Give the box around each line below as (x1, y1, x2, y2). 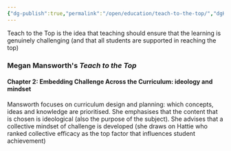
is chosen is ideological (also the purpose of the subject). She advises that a (7, 115, 223, 123)
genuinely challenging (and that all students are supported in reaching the (7, 36, 217, 45)
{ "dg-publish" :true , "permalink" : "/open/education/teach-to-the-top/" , (7, 10, 214, 17)
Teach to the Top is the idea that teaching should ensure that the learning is (7, 29, 221, 37)
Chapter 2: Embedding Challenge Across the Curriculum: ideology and (7, 78, 213, 86)
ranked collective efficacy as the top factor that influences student (7, 129, 196, 137)
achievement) (7, 137, 46, 145)
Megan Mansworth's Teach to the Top (7, 60, 137, 70)
